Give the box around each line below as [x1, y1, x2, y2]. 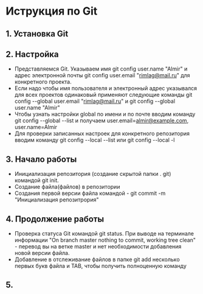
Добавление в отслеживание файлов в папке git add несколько [14, 256, 180, 263]
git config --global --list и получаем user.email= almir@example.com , [14, 117, 189, 124]
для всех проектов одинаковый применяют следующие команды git [14, 91, 193, 99]
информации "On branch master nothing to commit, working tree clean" [14, 236, 196, 244]
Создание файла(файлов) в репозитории [14, 183, 120, 191]
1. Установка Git [5, 29, 69, 39]
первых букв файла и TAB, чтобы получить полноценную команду [14, 262, 187, 270]
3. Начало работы [5, 154, 77, 164]
